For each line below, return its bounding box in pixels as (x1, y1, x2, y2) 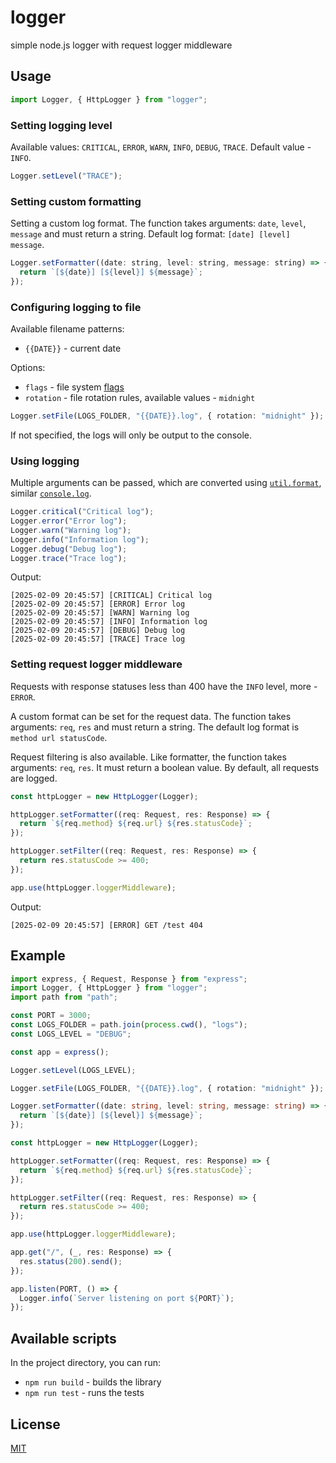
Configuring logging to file (10, 300, 142, 314)
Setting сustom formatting (10, 194, 142, 208)
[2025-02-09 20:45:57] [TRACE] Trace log (10, 634, 186, 645)
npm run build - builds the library (24, 1376, 162, 1388)
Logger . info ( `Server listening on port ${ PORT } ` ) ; (19, 1293, 235, 1303)
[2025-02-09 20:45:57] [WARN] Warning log (10, 608, 190, 618)
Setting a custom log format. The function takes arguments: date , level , (10, 217, 307, 230)
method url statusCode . (10, 731, 108, 743)
